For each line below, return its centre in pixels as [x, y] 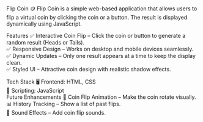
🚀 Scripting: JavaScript [35, 91]
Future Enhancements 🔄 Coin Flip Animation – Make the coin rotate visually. [101, 97]
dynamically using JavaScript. [44, 24]
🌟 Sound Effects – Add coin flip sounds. [56, 113]
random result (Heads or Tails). [45, 42]
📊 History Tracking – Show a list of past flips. [64, 104]
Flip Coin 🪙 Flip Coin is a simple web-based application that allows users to [102, 9]
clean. [14, 63]
